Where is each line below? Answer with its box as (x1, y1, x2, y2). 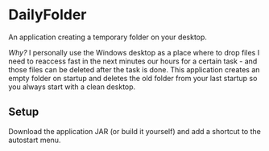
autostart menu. (8, 135, 61, 145)
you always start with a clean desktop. (8, 82, 136, 92)
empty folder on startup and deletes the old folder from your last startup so (8, 73, 258, 83)
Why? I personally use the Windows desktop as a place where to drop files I (8, 47, 260, 57)
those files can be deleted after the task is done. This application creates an (8, 64, 260, 74)
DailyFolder (8, 6, 87, 24)
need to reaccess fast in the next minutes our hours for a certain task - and (8, 56, 258, 66)
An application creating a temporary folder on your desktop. (8, 32, 208, 42)
